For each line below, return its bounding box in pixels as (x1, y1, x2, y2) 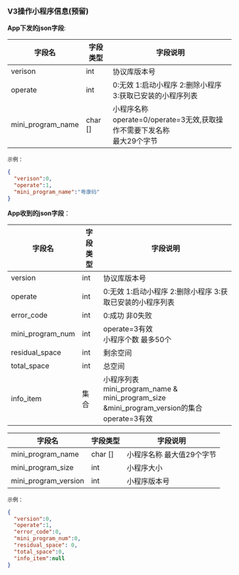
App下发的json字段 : (7, 23, 66, 33)
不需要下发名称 (119, 126, 170, 136)
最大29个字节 (112, 136, 158, 146)
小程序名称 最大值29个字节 (127, 449, 217, 459)
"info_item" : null (14, 554, 65, 562)
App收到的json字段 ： (7, 208, 71, 217)
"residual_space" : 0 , (14, 542, 78, 549)
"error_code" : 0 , (14, 528, 62, 536)
